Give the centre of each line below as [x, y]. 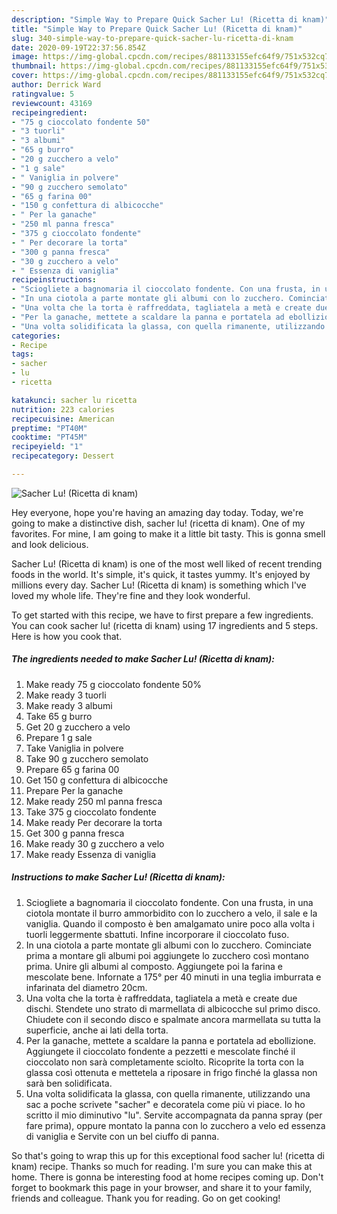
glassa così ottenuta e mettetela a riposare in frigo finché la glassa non [171, 1072]
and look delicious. [50, 544]
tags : [22, 354]
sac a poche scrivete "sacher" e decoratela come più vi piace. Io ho [165, 1104]
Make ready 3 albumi [69, 705]
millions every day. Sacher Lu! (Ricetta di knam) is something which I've [159, 585]
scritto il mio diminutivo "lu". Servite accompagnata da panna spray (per [174, 1115]
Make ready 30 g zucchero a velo [95, 843]
